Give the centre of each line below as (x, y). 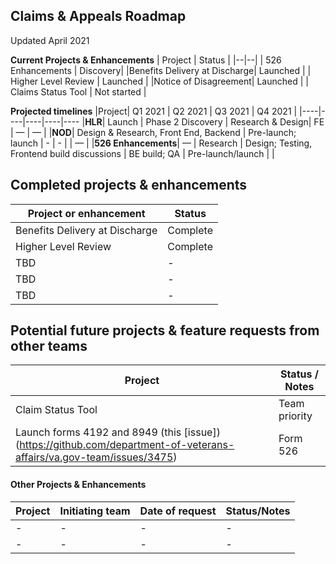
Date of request (178, 511)
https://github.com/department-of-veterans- (127, 445)
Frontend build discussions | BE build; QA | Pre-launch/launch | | (142, 153)
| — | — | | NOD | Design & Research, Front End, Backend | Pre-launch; (153, 132)
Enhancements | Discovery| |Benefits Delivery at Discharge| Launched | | (161, 70)
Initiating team (95, 511)
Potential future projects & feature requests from (165, 330)
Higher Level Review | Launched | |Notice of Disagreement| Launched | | (159, 81)
